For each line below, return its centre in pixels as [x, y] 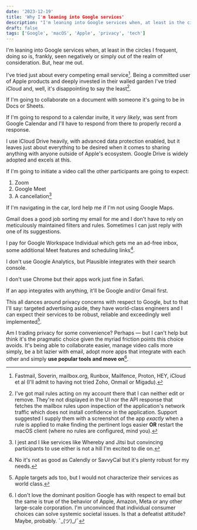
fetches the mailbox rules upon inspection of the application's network [100, 406]
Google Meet [30, 189]
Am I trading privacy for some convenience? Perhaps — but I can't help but [97, 333]
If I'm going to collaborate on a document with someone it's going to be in [95, 100]
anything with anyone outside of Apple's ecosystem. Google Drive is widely [97, 154]
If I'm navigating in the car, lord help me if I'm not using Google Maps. [90, 208]
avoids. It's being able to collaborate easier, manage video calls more [90, 345]
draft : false [22, 28]
